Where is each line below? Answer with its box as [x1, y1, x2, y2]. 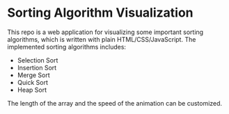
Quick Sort [17, 78, 49, 86]
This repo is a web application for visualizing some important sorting [7, 28, 204, 36]
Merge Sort [17, 71, 50, 79]
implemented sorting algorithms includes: [7, 42, 127, 51]
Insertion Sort [17, 63, 57, 72]
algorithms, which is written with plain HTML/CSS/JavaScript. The [7, 35, 196, 43]
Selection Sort [17, 56, 58, 64]
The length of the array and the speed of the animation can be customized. [7, 99, 223, 107]
